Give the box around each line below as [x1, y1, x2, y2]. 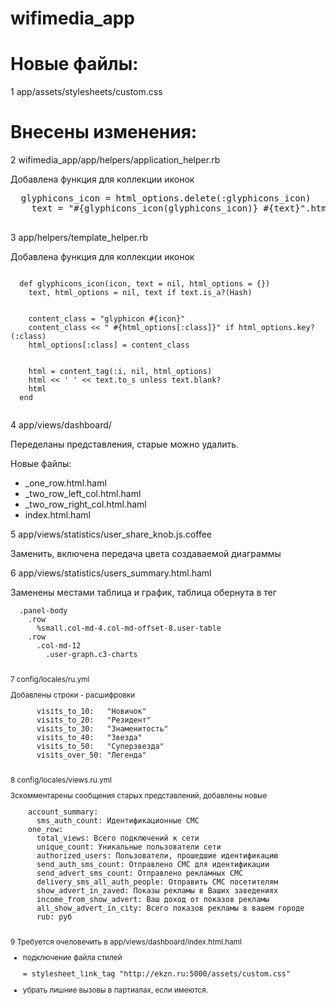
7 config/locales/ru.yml [10, 674, 90, 684]
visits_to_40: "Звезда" [36, 733, 143, 743]
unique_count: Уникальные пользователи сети [36, 842, 222, 852]
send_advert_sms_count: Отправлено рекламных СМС [36, 868, 243, 878]
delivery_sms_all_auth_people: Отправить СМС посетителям [36, 877, 279, 887]
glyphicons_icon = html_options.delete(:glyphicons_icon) [20, 193, 312, 204]
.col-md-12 [36, 641, 82, 651]
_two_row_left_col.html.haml [24, 488, 142, 500]
